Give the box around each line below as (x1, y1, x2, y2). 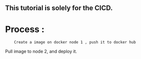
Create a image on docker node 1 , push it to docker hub (14, 40, 136, 45)
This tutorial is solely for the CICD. (5, 4, 113, 12)
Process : (5, 24, 45, 35)
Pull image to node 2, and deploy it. (5, 49, 78, 55)
